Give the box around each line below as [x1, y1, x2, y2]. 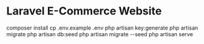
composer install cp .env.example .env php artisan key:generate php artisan [6, 24, 198, 31]
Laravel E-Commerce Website [6, 4, 162, 18]
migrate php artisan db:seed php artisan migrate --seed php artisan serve [6, 30, 194, 37]
